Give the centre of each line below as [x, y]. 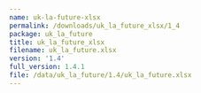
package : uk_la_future [51, 34]
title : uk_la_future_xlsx [57, 42]
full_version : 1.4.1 [47, 67]
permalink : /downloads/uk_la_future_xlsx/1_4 [94, 26]
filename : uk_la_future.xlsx [63, 50]
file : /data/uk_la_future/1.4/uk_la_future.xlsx [100, 75]
